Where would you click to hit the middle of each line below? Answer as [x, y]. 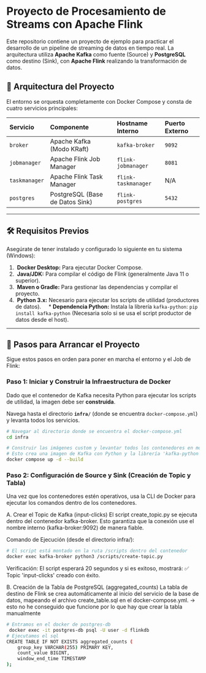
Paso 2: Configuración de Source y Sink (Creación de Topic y [99, 475]
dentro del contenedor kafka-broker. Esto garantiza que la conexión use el [100, 521]
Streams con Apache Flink [74, 24]
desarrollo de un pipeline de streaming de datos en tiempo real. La [90, 48]
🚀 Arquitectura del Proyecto [60, 87]
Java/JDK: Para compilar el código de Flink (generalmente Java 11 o [103, 274]
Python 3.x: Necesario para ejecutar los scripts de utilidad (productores [108, 300]
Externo [177, 131]
